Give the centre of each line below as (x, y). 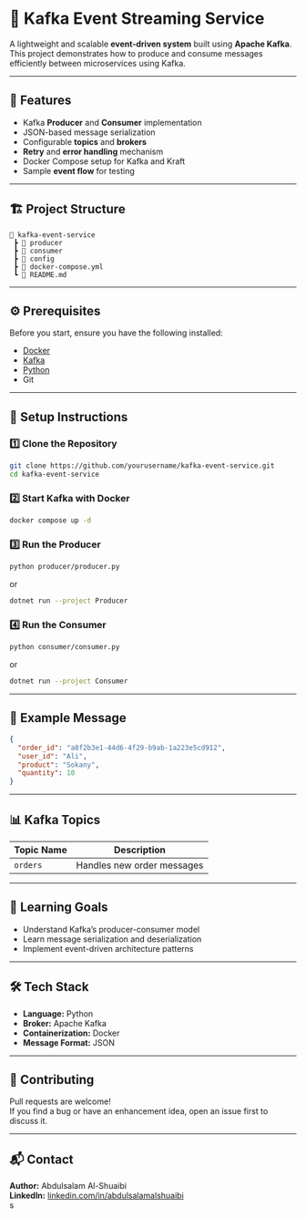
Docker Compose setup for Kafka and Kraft (104, 161)
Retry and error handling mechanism (93, 151)
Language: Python (58, 1013)
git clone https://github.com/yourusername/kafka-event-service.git (142, 466)
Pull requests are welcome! (60, 1101)
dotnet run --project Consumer (69, 681)
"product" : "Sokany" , (59, 765)
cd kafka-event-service (55, 474)
